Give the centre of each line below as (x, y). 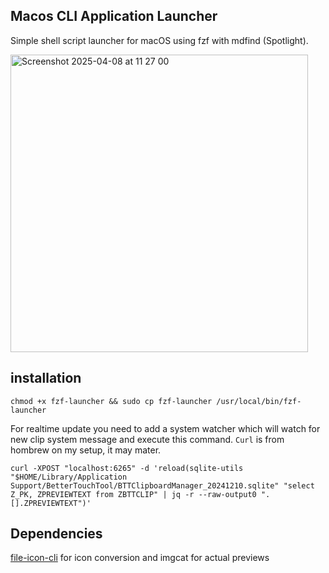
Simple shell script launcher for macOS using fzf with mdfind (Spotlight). (159, 40)
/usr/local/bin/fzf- (259, 401)
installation (46, 378)
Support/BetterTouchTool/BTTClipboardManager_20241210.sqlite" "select (162, 485)
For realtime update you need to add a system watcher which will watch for (165, 428)
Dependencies (56, 534)
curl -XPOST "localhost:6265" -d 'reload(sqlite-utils (127, 468)
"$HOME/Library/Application (69, 477)
